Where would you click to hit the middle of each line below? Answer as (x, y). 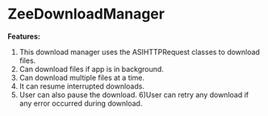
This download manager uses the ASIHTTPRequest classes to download (139, 52)
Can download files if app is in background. (92, 68)
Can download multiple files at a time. (82, 77)
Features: (24, 36)
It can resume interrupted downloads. (82, 86)
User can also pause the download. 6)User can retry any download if (134, 94)
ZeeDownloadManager (86, 14)
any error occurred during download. (81, 103)
